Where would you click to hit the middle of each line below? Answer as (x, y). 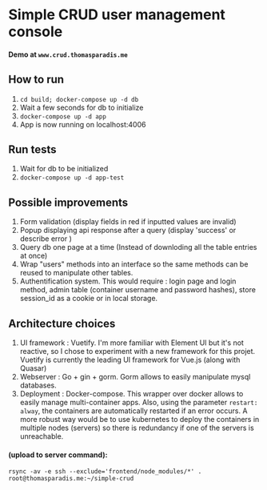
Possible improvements (68, 202)
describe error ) (46, 239)
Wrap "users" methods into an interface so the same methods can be (134, 264)
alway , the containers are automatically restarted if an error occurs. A (133, 411)
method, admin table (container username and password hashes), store (137, 290)
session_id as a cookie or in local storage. (89, 299)
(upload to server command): (58, 455)
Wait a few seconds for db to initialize (82, 107)
